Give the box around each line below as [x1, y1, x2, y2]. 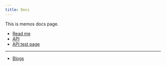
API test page [12, 41, 40, 47]
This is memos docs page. [5, 21, 59, 27]
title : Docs [5, 7, 30, 12]
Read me [12, 30, 31, 36]
